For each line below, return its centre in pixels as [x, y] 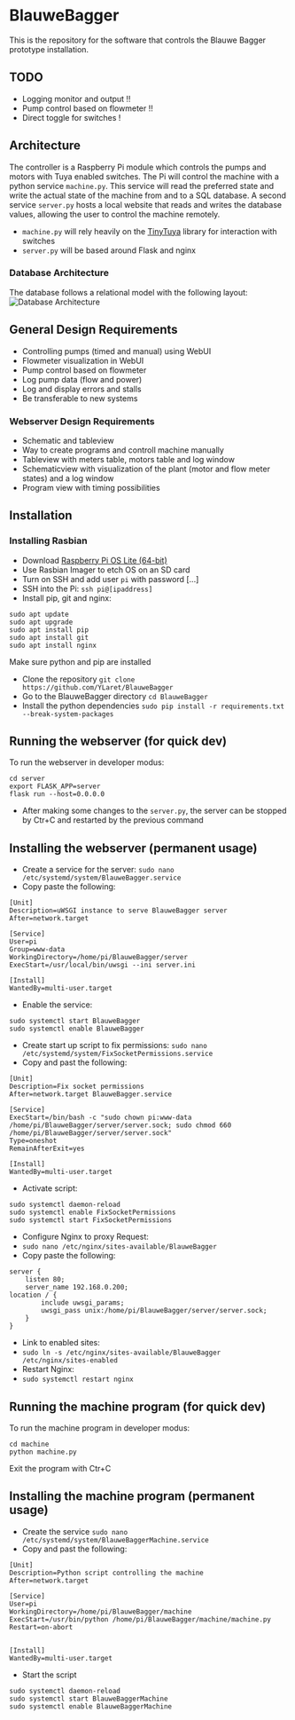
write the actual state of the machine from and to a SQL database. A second [147, 195]
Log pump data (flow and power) [82, 379]
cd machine [29, 1444]
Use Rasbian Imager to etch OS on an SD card [106, 570]
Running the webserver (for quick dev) [118, 742]
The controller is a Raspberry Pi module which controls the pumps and [138, 167]
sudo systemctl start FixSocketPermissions [91, 1220]
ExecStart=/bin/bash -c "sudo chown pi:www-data [101, 1118]
